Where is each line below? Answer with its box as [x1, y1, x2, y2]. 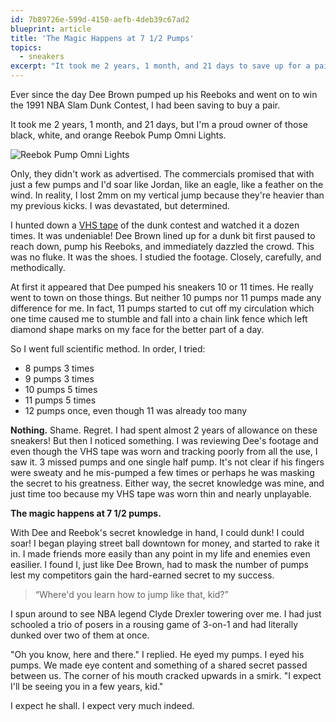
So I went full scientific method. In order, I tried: [10, 343, 206, 355]
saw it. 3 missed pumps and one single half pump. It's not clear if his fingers [10, 456, 325, 468]
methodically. [10, 262, 66, 273]
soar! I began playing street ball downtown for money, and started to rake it [10, 537, 320, 549]
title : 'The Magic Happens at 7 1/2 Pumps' [10, 33, 195, 43]
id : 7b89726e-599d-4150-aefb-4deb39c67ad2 [10, 14, 190, 25]
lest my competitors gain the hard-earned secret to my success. [10, 569, 275, 581]
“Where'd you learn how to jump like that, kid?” [34, 589, 229, 600]
